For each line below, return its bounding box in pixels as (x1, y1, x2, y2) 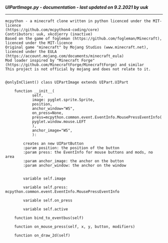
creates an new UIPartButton (23, 141, 84, 146)
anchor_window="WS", (31, 106, 75, 111)
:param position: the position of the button (23, 145, 120, 150)
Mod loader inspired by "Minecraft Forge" (5, 58, 95, 63)
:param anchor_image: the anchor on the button (23, 158, 124, 163)
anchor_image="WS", (31, 128, 72, 133)
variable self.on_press (23, 198, 72, 203)
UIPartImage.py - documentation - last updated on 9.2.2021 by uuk (5, 4, 148, 10)
